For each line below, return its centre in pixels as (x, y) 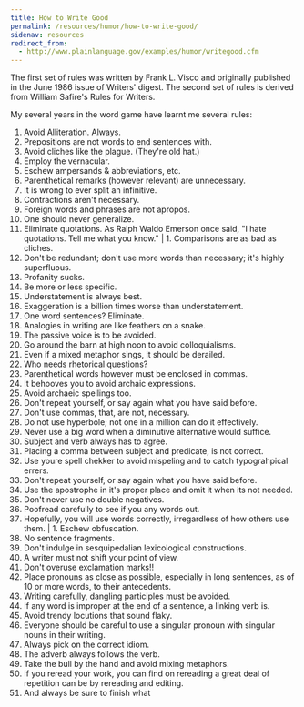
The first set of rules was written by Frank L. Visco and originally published (151, 77)
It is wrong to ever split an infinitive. (90, 190)
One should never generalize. (79, 219)
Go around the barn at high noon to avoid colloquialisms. (130, 345)
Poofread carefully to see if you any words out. (111, 510)
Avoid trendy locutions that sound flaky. (98, 616)
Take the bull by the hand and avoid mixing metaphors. (127, 664)
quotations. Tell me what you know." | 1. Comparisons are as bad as (150, 238)
